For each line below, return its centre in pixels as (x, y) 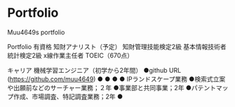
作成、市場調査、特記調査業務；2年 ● (68, 97)
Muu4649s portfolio (36, 32)
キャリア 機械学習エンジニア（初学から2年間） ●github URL (94, 70)
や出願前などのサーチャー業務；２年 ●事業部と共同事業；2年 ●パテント (112, 87)
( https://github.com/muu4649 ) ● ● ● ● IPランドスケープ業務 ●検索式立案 (116, 79)
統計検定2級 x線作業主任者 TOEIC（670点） (70, 55)
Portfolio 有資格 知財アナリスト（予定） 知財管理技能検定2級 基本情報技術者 (117, 46)
